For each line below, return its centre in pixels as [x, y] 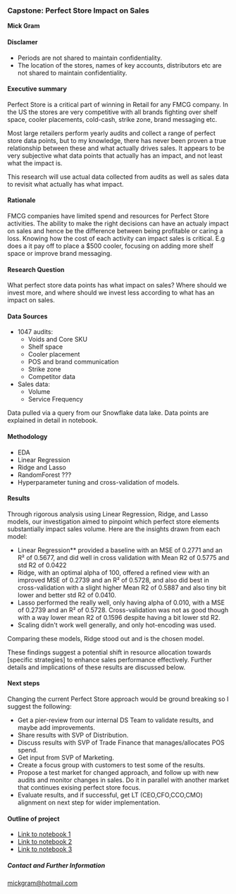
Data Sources [27, 316]
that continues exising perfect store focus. [79, 787]
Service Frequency [55, 399]
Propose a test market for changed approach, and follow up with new [118, 772]
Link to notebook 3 [45, 849]
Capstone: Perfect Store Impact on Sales [78, 11]
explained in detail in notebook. [53, 421]
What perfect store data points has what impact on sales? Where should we [117, 285]
